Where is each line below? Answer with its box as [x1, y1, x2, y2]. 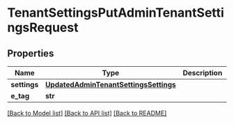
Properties [7, 47, 54, 59]
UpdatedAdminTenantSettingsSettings [45, 80, 176, 89]
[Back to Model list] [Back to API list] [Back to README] [7, 109, 167, 117]
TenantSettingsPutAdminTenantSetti [7, 5, 224, 21]
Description [182, 68, 223, 77]
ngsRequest [7, 20, 79, 36]
